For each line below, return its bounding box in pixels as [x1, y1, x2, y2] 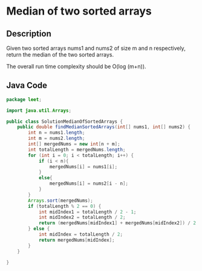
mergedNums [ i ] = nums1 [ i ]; [49, 163, 118, 170]
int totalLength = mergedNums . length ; [28, 146, 126, 153]
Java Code [6, 80, 47, 91]
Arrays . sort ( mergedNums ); [28, 197, 94, 204]
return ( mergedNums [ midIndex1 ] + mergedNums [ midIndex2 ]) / [38, 220, 191, 226]
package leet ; [6, 96, 42, 103]
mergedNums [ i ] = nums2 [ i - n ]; [49, 180, 129, 187]
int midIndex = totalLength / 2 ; [38, 232, 123, 238]
